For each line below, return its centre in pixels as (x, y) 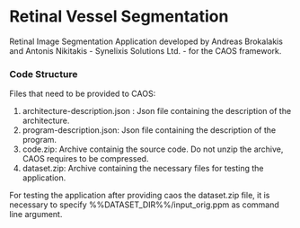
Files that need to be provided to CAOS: (83, 94)
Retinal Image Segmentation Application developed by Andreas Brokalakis (146, 41)
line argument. (36, 215)
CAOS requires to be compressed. (85, 159)
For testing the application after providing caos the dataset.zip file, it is (140, 196)
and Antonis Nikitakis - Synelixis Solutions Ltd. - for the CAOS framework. (146, 50)
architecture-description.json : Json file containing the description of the (157, 111)
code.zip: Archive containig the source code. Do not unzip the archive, (153, 149)
